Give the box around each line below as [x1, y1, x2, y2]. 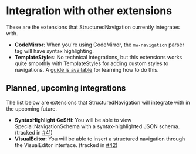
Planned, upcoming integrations [6, 83, 126, 93]
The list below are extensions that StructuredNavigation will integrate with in [6, 99, 191, 106]
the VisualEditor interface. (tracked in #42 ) [14, 141, 118, 148]
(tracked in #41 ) [14, 129, 53, 136]
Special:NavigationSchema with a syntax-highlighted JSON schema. [14, 122, 180, 130]
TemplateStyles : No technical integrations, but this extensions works [14, 53, 183, 61]
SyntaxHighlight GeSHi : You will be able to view [14, 116, 132, 123]
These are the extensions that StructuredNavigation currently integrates [6, 24, 180, 31]
